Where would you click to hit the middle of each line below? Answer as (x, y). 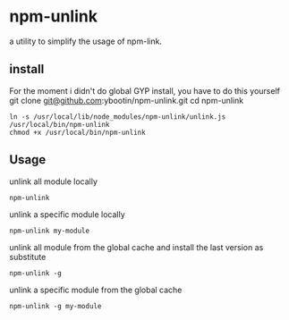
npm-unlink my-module (50, 231)
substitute (28, 257)
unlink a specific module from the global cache (96, 290)
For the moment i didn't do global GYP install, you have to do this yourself (144, 90)
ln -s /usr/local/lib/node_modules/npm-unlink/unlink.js (118, 117)
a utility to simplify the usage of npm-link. (86, 41)
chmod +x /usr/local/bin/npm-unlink (77, 132)
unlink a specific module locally (67, 214)
